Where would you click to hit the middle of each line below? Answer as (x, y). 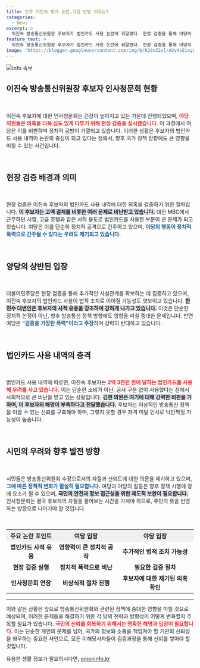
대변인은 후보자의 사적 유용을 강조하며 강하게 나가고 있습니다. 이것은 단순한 (103, 308)
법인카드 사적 (27, 547)
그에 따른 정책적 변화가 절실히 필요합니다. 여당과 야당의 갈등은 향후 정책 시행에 (96, 486)
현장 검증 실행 (31, 567)
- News (20, 23)
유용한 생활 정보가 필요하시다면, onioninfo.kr (58, 658)
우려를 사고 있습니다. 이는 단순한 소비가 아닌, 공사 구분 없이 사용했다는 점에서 (101, 390)
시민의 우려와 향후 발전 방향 (53, 452)
